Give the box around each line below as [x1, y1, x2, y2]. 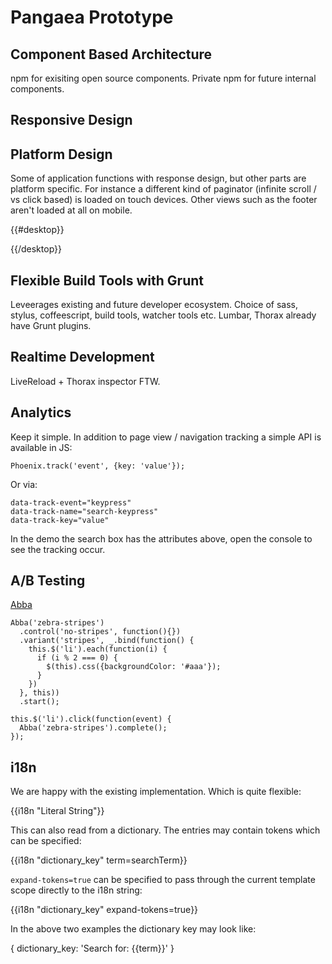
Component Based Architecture [10, 46, 213, 63]
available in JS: [10, 441, 73, 453]
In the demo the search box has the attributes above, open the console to [10, 532, 313, 545]
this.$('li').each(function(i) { [28, 644, 168, 655]
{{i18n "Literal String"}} [10, 805, 105, 817]
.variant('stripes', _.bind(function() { [19, 636, 195, 646]
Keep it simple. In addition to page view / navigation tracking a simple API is [10, 431, 322, 443]
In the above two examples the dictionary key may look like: [10, 923, 257, 935]
